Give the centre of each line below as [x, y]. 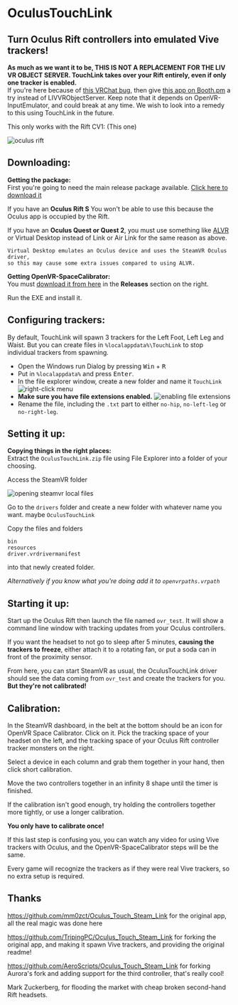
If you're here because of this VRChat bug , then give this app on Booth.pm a [119, 90]
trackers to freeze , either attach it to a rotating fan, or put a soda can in [112, 649]
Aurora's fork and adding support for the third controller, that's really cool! [116, 973]
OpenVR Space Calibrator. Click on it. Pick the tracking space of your [108, 733]
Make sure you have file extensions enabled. [85, 396]
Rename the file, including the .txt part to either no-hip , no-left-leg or [122, 404]
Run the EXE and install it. [45, 297]
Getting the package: [39, 180]
